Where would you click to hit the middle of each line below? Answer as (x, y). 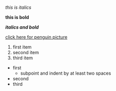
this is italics (18, 7)
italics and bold (22, 27)
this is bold (17, 17)
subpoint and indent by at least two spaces (66, 73)
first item (22, 47)
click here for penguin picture (36, 37)
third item (23, 58)
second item (26, 52)
